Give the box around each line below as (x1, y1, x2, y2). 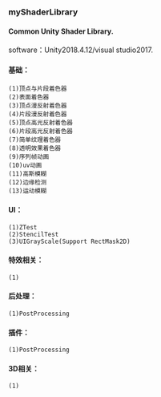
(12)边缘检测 (8, 179, 47, 187)
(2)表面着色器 (8, 93, 50, 102)
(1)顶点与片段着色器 (8, 85, 67, 93)
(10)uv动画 (8, 161, 42, 170)
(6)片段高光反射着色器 (8, 128, 74, 136)
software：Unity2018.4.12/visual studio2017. (8, 45, 154, 55)
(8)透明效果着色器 (8, 144, 62, 152)
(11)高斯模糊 (8, 170, 47, 178)
